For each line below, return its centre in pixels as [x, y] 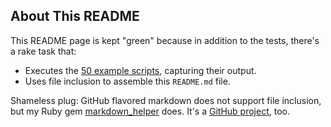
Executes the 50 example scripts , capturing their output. [140, 70]
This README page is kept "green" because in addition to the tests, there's [165, 40]
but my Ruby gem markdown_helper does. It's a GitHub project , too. [150, 111]
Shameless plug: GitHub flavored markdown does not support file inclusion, [166, 100]
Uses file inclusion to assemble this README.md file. [127, 81]
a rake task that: [43, 51]
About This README [75, 16]
